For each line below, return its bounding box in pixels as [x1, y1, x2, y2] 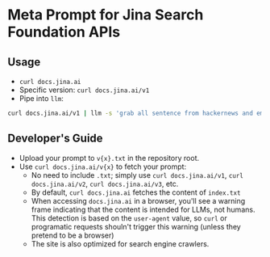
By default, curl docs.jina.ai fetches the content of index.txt [31, 187, 241, 197]
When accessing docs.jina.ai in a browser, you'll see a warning [31, 196, 246, 205]
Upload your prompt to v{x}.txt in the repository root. [19, 153, 199, 162]
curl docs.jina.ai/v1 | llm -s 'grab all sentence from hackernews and [7, 109, 253, 117]
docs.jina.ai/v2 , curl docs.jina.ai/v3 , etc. [31, 179, 179, 188]
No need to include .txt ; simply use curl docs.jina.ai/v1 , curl [31, 170, 243, 179]
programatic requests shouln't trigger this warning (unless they [31, 221, 241, 231]
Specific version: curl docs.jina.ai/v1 [19, 85, 150, 95]
